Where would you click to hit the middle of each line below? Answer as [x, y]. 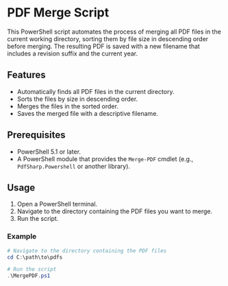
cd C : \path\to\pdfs [35, 257]
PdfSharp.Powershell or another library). [74, 166]
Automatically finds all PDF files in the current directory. [96, 91]
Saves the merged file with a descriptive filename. [88, 113]
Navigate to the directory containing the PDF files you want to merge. [115, 211]
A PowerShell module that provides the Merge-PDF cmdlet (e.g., [105, 158]
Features [26, 75]
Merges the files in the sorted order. [67, 106]
